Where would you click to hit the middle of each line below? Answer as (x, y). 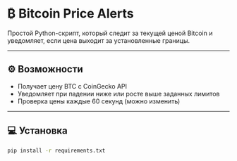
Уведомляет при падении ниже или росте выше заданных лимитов (119, 94)
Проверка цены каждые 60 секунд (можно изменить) (99, 101)
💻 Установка (38, 131)
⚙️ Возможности (45, 69)
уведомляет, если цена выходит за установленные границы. (99, 40)
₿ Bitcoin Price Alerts (71, 14)
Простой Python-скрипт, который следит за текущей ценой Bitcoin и (110, 33)
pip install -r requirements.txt (56, 150)
